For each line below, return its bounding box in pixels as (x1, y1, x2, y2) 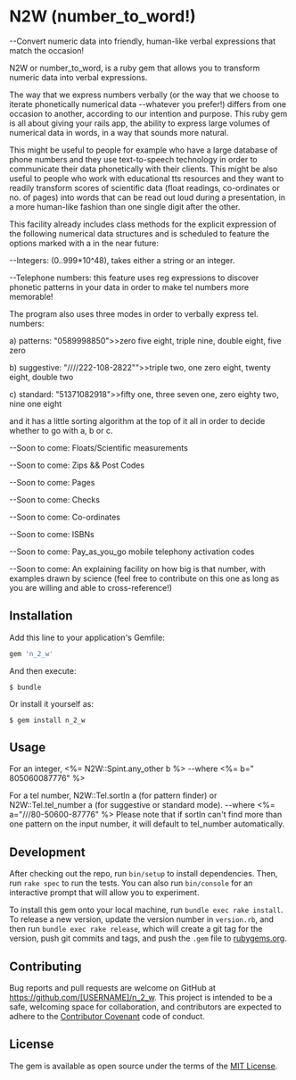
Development (9, 844, 86, 860)
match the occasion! (9, 45, 85, 55)
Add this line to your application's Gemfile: (9, 632, 165, 643)
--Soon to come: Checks (9, 494, 101, 505)
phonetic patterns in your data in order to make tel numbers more (9, 281, 250, 292)
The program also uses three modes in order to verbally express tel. (9, 308, 259, 319)
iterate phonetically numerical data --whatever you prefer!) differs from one (9, 98, 287, 109)
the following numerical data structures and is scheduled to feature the (9, 228, 270, 238)
